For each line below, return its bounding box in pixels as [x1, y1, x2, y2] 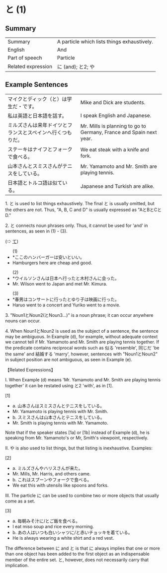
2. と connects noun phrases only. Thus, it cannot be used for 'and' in [5, 222, 148, 228]
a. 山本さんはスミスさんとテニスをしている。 [12, 403, 105, 409]
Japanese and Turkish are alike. [80, 183, 155, 190]
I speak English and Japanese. [80, 112, 152, 119]
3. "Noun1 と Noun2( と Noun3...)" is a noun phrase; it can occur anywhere [5, 312, 154, 318]
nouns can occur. [5, 318, 41, 324]
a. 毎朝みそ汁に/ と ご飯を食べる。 [12, 518, 81, 524]
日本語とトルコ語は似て [7, 179, 63, 186]
